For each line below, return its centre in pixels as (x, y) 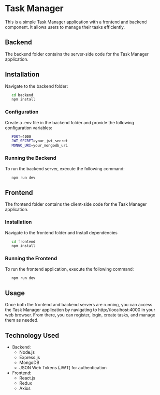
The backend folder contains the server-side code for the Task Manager (77, 54)
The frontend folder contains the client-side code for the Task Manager (76, 204)
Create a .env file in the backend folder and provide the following (70, 122)
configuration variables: (29, 128)
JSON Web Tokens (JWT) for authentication (63, 368)
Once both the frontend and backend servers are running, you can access (79, 305)
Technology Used (32, 335)
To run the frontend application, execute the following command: (70, 269)
